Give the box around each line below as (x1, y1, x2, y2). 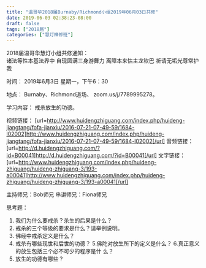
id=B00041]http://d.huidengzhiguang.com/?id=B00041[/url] (6, 151, 158, 159)
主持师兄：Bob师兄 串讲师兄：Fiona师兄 (6, 191, 107, 198)
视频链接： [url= (6, 117, 47, 124)
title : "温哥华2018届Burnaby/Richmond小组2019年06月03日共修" (6, 9, 158, 15)
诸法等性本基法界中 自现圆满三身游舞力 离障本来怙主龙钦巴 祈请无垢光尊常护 (6, 57, 199, 64)
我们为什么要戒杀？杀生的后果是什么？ (15, 217, 112, 224)
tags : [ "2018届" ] (6, 26, 50, 33)
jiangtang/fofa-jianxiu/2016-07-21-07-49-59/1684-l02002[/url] (6, 137, 166, 145)
